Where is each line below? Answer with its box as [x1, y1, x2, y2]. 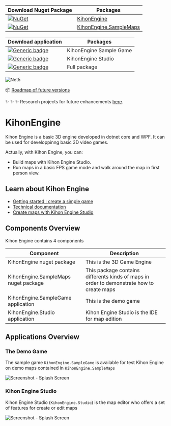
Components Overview [5, 224, 80, 233]
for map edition [85, 315, 122, 322]
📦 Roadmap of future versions [5, 87, 70, 93]
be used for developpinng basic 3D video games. [5, 139, 108, 145]
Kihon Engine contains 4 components [5, 237, 84, 243]
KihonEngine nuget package [8, 258, 75, 265]
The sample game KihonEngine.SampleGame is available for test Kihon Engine [5, 360, 164, 366]
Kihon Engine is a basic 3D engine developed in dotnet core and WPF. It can [5, 133, 165, 140]
